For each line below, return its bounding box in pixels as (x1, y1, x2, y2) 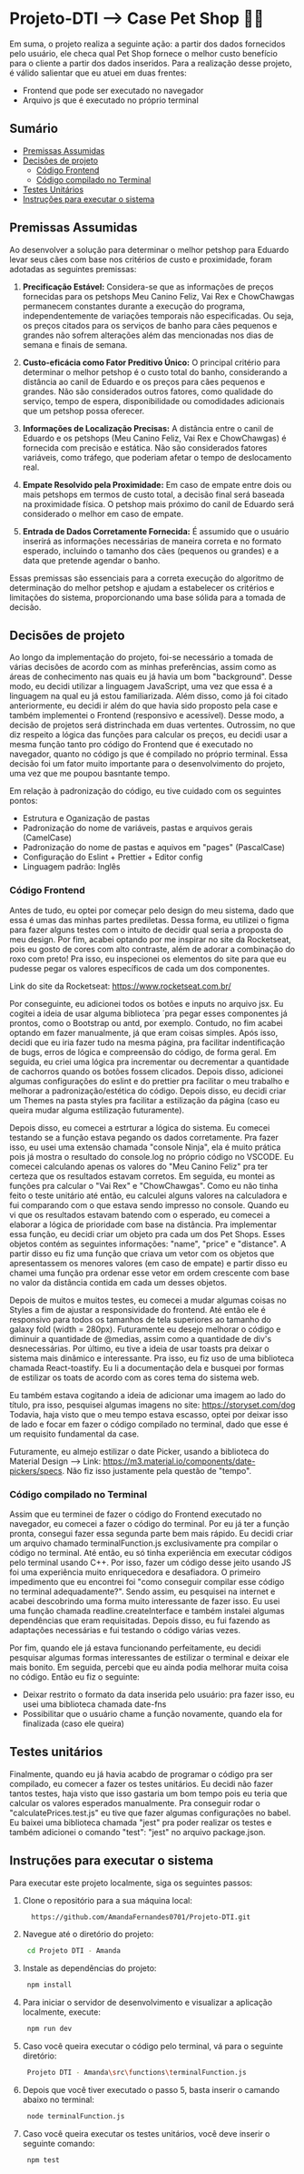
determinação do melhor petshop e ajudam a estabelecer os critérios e (9, 582, 275, 593)
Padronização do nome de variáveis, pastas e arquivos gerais (22, 823, 253, 834)
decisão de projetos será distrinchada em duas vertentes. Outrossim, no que (9, 719, 296, 731)
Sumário (9, 121, 59, 137)
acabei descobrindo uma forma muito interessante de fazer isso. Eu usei (9, 1595, 280, 1606)
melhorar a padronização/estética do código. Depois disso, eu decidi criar (9, 1085, 287, 1096)
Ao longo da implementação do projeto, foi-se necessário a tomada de (9, 652, 274, 663)
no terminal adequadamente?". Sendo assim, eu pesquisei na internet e (9, 1586, 276, 1597)
